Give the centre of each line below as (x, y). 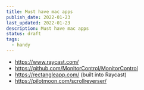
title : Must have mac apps (40, 12)
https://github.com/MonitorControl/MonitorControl (76, 68)
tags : (13, 39)
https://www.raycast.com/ (47, 62)
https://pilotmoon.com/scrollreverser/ (61, 80)
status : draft (24, 34)
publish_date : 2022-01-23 (38, 17)
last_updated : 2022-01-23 (38, 23)
